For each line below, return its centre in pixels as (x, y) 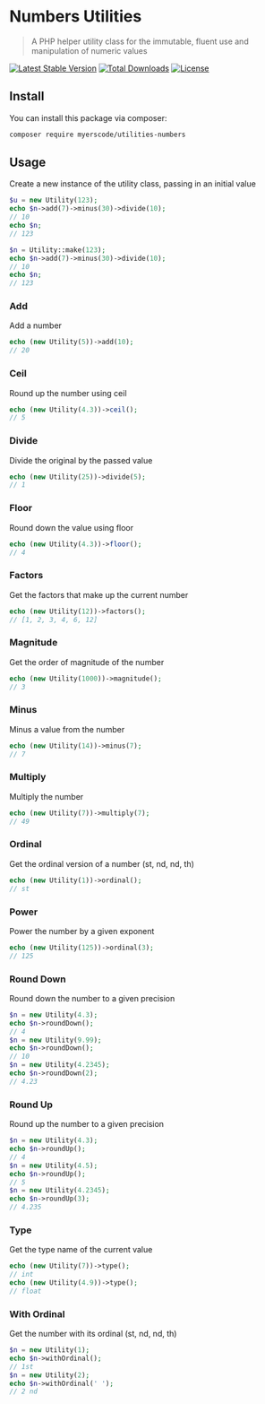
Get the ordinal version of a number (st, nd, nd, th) (102, 863)
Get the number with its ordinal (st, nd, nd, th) (93, 1334)
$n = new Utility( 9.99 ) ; (56, 1040)
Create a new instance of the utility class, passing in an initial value (133, 184)
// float (26, 1291)
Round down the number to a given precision (92, 998)
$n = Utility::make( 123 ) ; (57, 250)
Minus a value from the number (67, 729)
